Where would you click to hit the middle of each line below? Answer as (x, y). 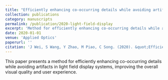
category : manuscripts (29, 19)
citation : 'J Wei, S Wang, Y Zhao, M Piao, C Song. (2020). (69, 47)
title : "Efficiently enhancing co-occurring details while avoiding (78, 10)
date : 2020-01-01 (23, 33)
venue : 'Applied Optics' (31, 38)
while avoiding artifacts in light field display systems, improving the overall (82, 66)
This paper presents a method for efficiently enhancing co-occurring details (83, 61)
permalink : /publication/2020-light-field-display (59, 24)
